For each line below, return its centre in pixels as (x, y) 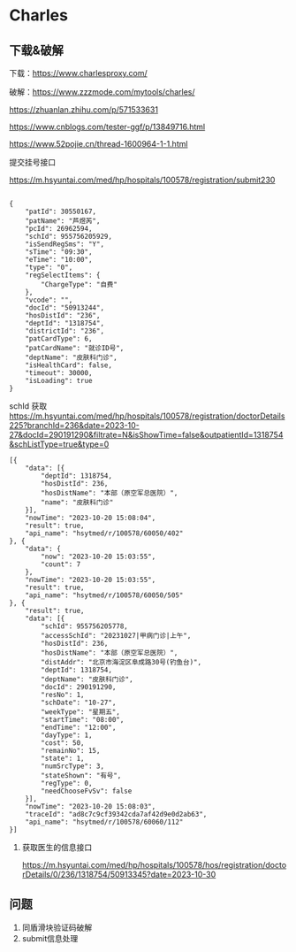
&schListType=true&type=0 (59, 444)
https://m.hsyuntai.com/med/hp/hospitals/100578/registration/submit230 (142, 180)
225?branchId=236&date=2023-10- (74, 425)
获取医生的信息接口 (57, 847)
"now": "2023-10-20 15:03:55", (99, 557)
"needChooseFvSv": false (87, 791)
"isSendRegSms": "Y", (65, 244)
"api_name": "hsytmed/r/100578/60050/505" (104, 595)
